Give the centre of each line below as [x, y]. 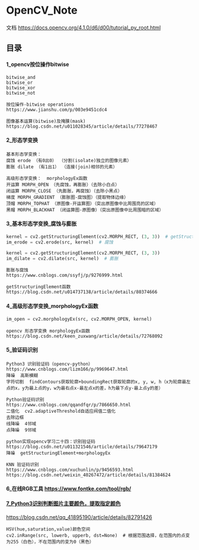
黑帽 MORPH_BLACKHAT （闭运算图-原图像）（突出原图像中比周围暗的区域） [85, 210]
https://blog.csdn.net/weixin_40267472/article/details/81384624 [88, 475]
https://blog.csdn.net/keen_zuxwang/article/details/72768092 [84, 336]
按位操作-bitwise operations [40, 105]
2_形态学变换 [22, 140]
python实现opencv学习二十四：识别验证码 [51, 441]
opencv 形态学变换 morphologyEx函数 [48, 331]
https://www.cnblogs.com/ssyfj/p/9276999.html [65, 276]
